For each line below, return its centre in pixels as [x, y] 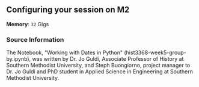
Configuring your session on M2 [68, 10]
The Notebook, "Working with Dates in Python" [65, 52]
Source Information [35, 39]
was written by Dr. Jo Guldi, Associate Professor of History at [108, 59]
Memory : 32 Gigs [28, 24]
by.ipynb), [19, 59]
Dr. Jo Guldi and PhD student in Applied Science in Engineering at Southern [100, 72]
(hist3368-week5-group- [155, 52]
